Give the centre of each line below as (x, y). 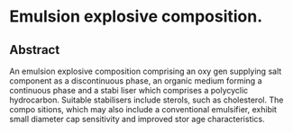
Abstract (35, 50)
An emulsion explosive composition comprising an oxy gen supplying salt (146, 71)
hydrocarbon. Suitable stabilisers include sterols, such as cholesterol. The (146, 100)
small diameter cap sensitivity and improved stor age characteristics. (137, 119)
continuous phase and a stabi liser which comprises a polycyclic (129, 90)
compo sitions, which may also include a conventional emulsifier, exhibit (143, 109)
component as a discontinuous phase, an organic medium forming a (136, 81)
